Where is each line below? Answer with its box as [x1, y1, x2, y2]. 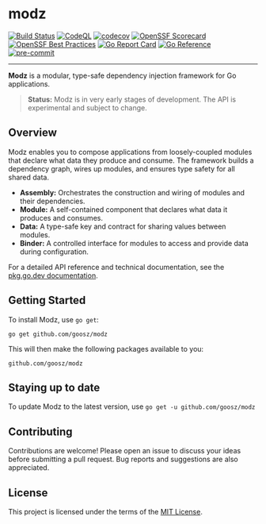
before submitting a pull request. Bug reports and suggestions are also [8, 454, 239, 464]
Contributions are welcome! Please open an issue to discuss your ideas [8, 446, 241, 456]
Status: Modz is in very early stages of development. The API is [27, 94, 236, 104]
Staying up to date [8, 380, 101, 394]
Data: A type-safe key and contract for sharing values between [19, 222, 226, 231]
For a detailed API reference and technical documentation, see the [8, 262, 225, 272]
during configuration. [19, 247, 89, 256]
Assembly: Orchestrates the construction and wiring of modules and [19, 187, 245, 197]
